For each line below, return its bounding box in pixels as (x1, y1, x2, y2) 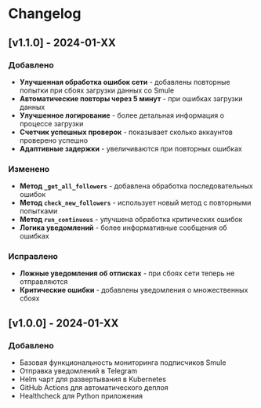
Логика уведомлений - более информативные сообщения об (19, 223, 227, 232)
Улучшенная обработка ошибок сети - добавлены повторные (19, 77, 230, 86)
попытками (19, 206, 58, 216)
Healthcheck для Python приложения (19, 392, 143, 401)
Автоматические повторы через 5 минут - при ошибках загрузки (19, 93, 243, 103)
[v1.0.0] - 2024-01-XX (8, 316, 119, 330)
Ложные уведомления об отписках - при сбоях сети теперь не (19, 268, 235, 279)
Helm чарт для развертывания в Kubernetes (19, 374, 167, 384)
